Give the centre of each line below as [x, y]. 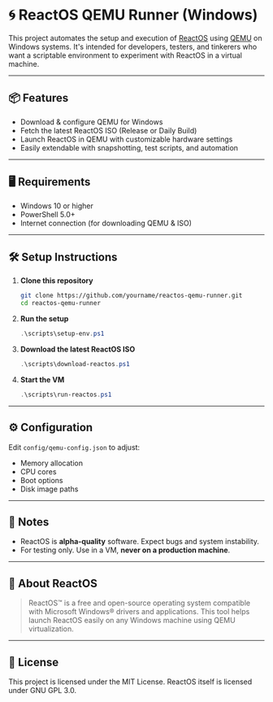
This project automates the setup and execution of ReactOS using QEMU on [135, 37]
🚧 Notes [29, 522]
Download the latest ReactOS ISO [78, 349]
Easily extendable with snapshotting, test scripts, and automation [129, 147]
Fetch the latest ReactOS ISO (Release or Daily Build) [108, 130]
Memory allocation [52, 463]
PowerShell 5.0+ [48, 214]
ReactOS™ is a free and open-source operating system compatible [139, 603]
